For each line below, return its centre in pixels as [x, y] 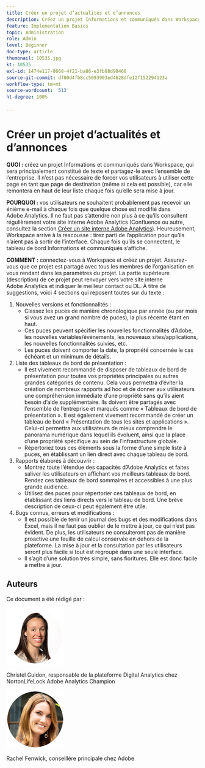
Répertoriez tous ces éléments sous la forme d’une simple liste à [105, 447]
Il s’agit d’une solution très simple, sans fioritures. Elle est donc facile [111, 558]
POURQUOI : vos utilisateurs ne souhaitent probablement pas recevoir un [98, 202]
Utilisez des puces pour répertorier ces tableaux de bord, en [100, 493]
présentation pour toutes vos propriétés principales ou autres [101, 376]
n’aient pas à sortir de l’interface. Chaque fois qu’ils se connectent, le [93, 241]
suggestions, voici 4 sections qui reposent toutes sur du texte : [85, 292]
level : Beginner [27, 45]
